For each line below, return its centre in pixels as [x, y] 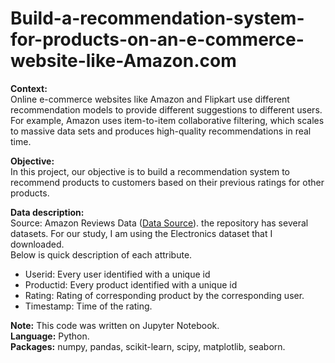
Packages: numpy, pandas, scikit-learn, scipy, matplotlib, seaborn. [148, 346]
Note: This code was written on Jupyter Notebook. [115, 325]
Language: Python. [50, 336]
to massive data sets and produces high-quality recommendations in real [161, 131]
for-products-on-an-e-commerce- [157, 39]
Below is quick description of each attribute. [101, 254]
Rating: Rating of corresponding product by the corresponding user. [164, 295]
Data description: [47, 212]
